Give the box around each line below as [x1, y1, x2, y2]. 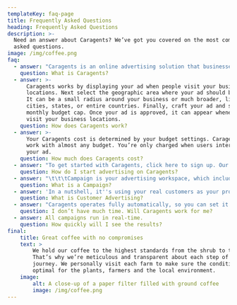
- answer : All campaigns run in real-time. [13, 214, 143, 221]
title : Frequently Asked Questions [7, 17, 112, 24]
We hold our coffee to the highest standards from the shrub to [32, 247, 226, 255]
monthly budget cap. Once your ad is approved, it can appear [25, 109, 213, 116]
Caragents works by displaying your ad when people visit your [25, 83, 217, 90]
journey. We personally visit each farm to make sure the [32, 260, 207, 267]
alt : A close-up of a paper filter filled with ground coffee [32, 280, 219, 287]
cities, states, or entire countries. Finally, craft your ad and [25, 103, 226, 110]
